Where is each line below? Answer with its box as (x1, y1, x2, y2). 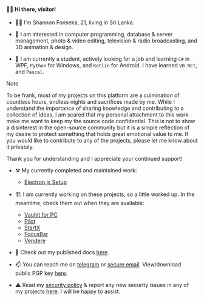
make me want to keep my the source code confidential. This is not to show (6, 118, 195, 125)
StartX (24, 224, 41, 231)
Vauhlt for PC (24, 211, 58, 218)
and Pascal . (15, 68, 44, 76)
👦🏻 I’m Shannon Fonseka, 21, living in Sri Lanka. (15, 19, 135, 26)
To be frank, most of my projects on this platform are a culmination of (6, 92, 180, 99)
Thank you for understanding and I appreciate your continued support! (6, 155, 183, 163)
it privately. (6, 143, 35, 150)
